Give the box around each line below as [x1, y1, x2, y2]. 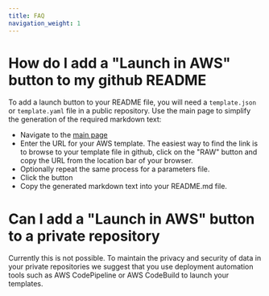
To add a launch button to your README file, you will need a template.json [8, 97, 256, 107]
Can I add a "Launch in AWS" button [8, 210, 255, 228]
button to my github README [8, 71, 207, 89]
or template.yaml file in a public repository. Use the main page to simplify [8, 106, 251, 116]
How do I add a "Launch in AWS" [8, 54, 231, 72]
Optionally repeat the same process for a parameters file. [19, 164, 210, 174]
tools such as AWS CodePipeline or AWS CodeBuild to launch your [8, 270, 230, 280]
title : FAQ [8, 11, 45, 20]
